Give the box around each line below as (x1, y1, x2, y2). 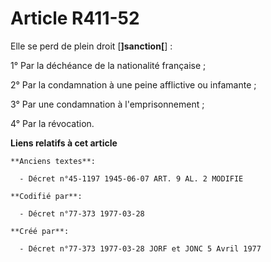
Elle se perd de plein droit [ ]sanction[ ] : (10, 40, 173, 52)
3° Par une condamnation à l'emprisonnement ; (10, 98, 205, 110)
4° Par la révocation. (10, 117, 95, 129)
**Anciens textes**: (10, 156, 97, 166)
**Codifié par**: (10, 191, 83, 201)
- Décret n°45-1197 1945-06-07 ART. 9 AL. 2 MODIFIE (19, 173, 244, 184)
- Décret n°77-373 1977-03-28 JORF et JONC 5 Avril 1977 (19, 243, 262, 254)
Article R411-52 (10, 7, 140, 30)
